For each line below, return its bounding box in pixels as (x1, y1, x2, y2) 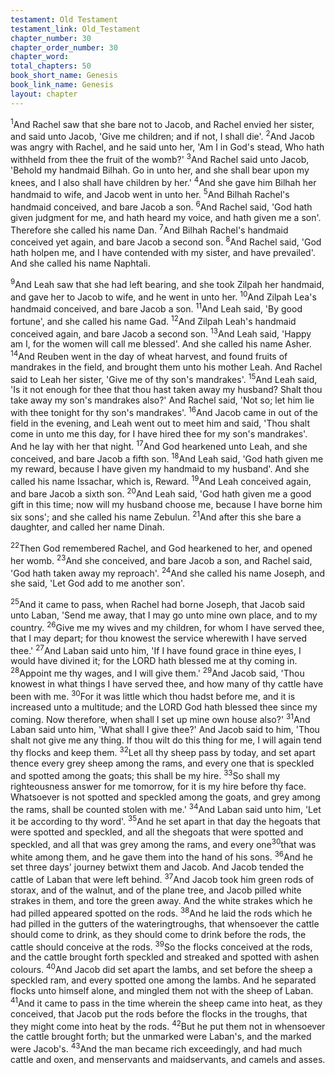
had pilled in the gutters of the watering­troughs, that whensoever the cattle (10, 917, 320, 930)
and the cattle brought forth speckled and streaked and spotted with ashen (10, 951, 320, 963)
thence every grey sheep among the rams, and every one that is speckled (10, 757, 315, 769)
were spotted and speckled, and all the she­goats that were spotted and (10, 826, 304, 838)
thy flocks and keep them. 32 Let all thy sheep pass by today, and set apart (10, 745, 316, 758)
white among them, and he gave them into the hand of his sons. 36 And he (10, 849, 313, 863)
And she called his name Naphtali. (10, 257, 151, 269)
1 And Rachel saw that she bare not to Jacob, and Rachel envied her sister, (10, 116, 315, 130)
